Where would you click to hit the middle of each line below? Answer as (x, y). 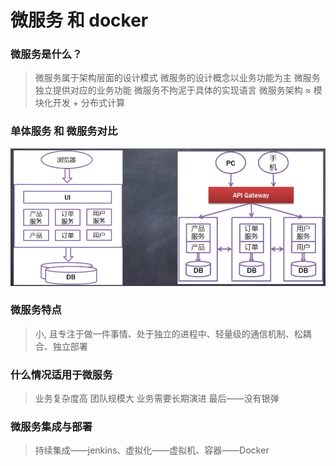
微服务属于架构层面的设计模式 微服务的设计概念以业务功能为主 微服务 (177, 78)
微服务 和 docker (79, 20)
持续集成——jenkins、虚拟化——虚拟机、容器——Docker (152, 450)
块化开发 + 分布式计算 (79, 103)
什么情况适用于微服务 (61, 374)
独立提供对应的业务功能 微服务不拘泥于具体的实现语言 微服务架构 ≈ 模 (178, 90)
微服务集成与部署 (51, 427)
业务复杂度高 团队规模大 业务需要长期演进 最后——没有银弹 (157, 398)
